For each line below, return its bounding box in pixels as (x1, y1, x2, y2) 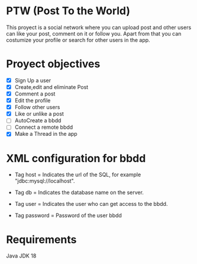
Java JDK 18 (6, 252, 37, 259)
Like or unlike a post (14, 110, 64, 117)
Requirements (6, 233, 77, 246)
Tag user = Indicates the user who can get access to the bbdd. (14, 201, 168, 208)
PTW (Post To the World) (6, 4, 131, 18)
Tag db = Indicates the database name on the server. (14, 189, 144, 196)
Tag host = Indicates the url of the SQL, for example (14, 171, 141, 179)
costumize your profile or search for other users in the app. (6, 36, 150, 43)
